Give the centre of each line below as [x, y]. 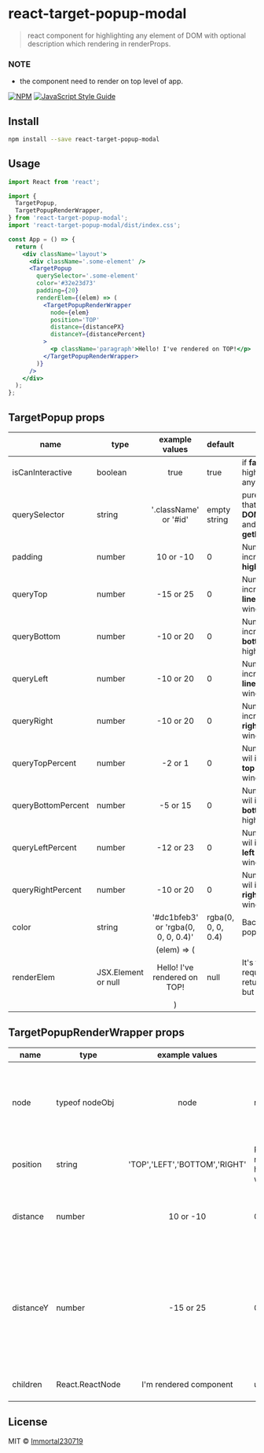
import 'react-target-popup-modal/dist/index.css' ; [94, 226]
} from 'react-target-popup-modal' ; [68, 218]
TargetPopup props [57, 417]
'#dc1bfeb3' [175, 918]
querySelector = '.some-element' [88, 276]
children [27, 1384]
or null [108, 982]
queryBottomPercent [51, 805]
